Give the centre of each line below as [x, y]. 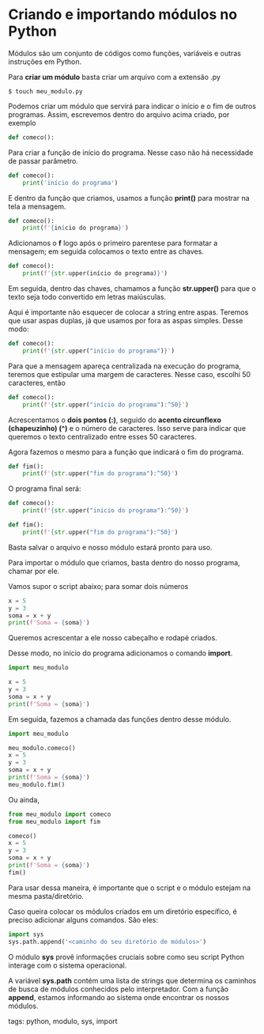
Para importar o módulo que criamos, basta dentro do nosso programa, [124, 562]
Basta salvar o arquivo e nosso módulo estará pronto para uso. [110, 547]
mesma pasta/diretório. [46, 896]
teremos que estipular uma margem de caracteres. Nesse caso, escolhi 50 [130, 374]
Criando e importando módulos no [123, 15]
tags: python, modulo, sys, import [63, 1021]
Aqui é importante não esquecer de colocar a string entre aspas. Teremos [128, 312]
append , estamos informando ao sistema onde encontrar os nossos [119, 997]
